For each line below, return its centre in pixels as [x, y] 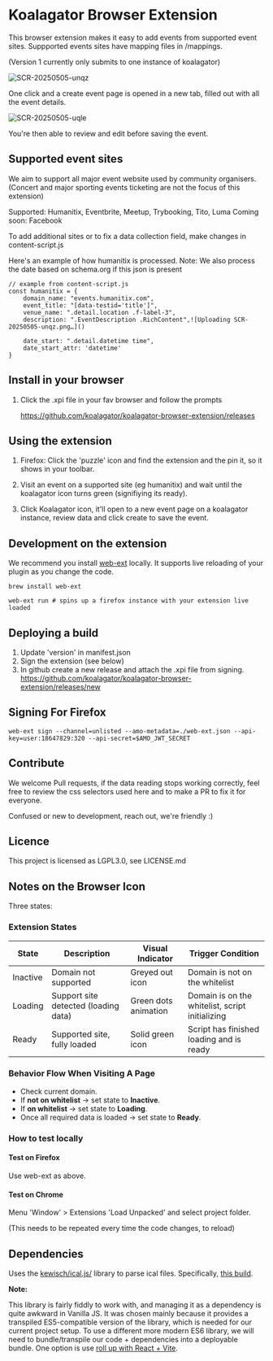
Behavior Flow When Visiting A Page [82, 1073]
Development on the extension [88, 544]
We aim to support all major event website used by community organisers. [132, 178]
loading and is [214, 1039]
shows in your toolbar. [57, 469]
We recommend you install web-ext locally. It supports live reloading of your [136, 563]
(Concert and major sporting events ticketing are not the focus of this [124, 187]
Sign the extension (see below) [72, 661]
